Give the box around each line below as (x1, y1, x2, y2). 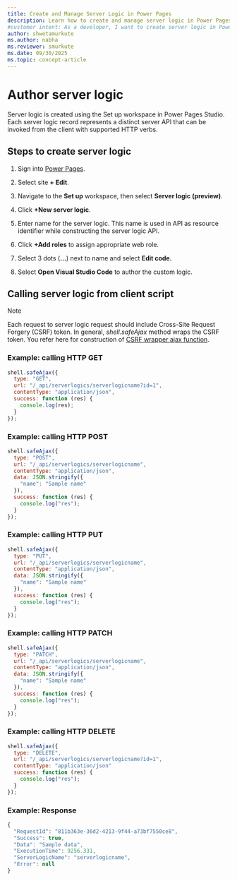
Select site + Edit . (17, 178, 69, 186)
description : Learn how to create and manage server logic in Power (7, 17, 213, 24)
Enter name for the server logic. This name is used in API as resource (17, 219, 219, 227)
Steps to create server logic (7, 145, 132, 157)
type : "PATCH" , (13, 651, 59, 658)
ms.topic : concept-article (7, 56, 87, 64)
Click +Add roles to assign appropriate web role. (17, 240, 159, 248)
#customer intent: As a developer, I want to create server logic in (7, 23, 217, 30)
